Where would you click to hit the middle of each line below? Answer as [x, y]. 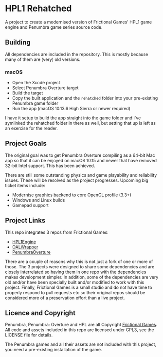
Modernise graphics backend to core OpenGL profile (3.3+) [72, 195]
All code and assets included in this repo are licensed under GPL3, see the [80, 330]
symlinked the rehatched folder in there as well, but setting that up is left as [80, 123]
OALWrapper [25, 247]
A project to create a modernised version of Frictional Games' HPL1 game [79, 22]
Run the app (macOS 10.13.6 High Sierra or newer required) [71, 109]
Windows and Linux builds [38, 200]
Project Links [25, 220]
